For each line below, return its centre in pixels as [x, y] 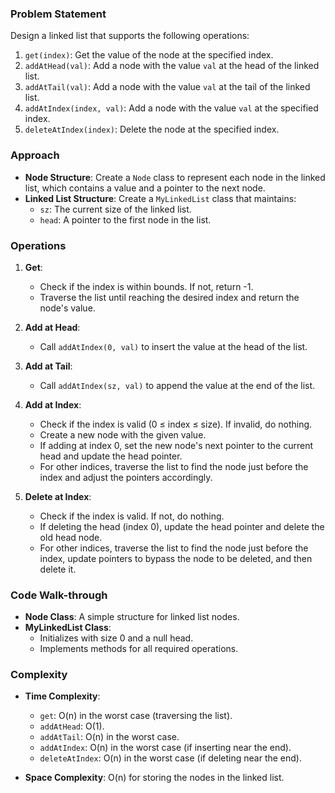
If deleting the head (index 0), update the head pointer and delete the [182, 526]
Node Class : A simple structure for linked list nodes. [132, 617]
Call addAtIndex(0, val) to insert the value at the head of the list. [173, 346]
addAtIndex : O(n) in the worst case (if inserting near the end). [165, 748]
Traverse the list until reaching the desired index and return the [169, 297]
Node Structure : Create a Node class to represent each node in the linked [175, 177]
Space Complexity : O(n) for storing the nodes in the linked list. [154, 778]
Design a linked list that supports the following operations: [130, 36]
